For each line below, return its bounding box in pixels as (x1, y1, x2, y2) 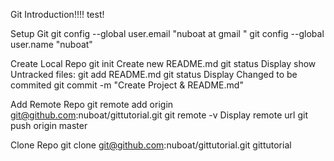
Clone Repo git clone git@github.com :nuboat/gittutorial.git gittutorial (10, 139, 292, 151)
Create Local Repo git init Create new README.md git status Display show (10, 58, 317, 69)
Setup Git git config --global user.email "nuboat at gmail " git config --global (10, 28, 325, 39)
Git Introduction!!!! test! (10, 9, 105, 20)
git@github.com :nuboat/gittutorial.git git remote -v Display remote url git (10, 109, 308, 121)
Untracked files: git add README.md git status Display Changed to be (10, 69, 298, 80)
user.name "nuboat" (10, 39, 93, 50)
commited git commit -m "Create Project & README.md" (10, 79, 244, 91)
